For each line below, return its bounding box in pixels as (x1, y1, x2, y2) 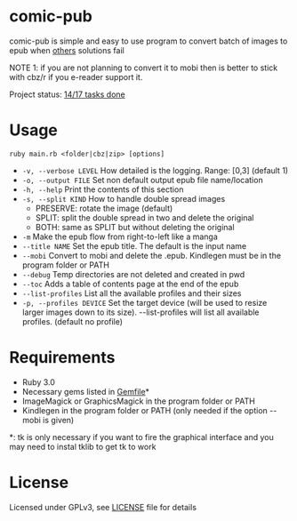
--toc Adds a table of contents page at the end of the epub (21, 278, 239, 289)
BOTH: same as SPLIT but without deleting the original (35, 221, 235, 232)
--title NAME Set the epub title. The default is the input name (21, 240, 247, 251)
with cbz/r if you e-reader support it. (9, 71, 143, 82)
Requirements (9, 348, 116, 368)
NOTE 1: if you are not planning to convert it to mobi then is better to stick (9, 62, 278, 73)
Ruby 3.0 (21, 376, 56, 388)
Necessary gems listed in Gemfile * (21, 386, 149, 397)
